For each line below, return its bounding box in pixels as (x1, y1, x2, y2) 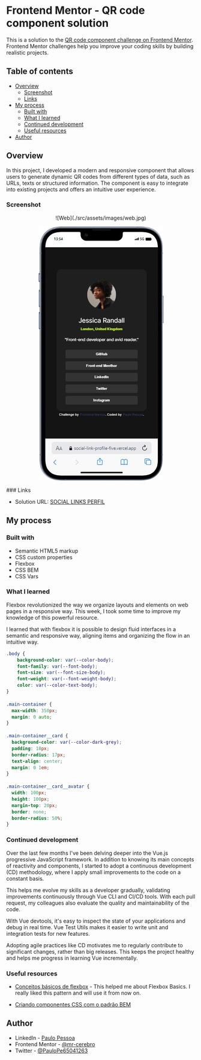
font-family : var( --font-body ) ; (17, 663, 98, 669)
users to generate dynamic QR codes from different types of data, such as (6, 173, 190, 180)
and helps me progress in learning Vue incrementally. (6, 954, 138, 962)
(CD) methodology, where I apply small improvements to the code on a (6, 868, 181, 876)
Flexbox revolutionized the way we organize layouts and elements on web (6, 601, 188, 608)
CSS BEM (14, 566, 39, 573)
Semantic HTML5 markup (14, 547, 79, 554)
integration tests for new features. (6, 930, 90, 937)
